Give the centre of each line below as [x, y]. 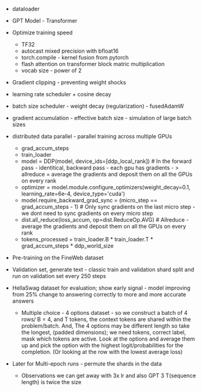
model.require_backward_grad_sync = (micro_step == [89, 200]
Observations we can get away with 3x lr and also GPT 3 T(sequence [109, 375]
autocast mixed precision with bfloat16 [70, 51]
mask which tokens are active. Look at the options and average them [108, 339]
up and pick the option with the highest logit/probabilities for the [102, 345]
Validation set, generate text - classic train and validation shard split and [103, 269]
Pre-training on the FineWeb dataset [58, 258]
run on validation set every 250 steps [59, 276]
